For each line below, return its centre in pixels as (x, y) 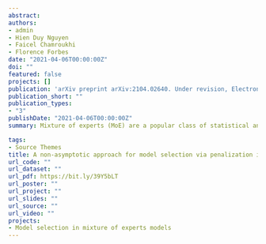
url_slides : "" (33, 198)
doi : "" (21, 67)
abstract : (25, 15)
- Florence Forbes (38, 52)
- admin (21, 30)
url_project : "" (35, 191)
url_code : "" (30, 162)
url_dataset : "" (35, 169)
